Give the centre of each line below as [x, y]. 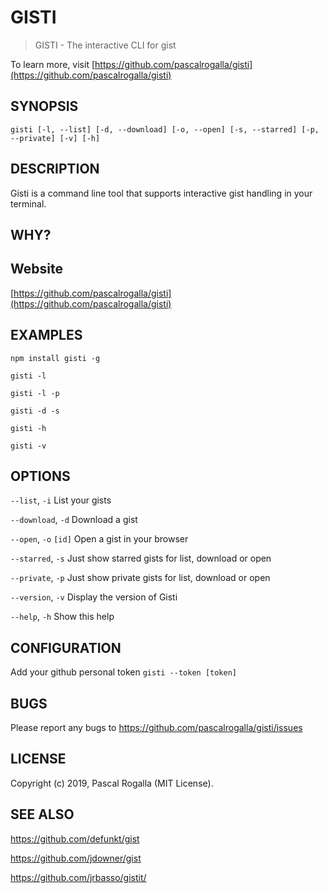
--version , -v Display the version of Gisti [94, 597]
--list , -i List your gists [61, 500]
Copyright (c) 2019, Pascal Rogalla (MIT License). [112, 783]
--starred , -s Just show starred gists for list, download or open [141, 558]
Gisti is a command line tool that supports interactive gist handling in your [161, 193]
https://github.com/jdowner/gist [76, 858]
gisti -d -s [35, 411]
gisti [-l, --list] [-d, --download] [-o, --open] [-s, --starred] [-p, [165, 129]
